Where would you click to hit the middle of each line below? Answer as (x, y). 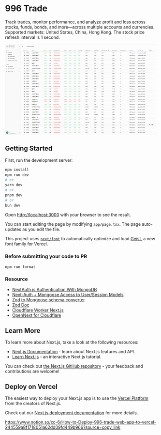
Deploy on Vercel (31, 386)
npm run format (20, 267)
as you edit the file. (41, 229)
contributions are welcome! (32, 372)
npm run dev (17, 175)
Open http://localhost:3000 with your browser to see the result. (68, 215)
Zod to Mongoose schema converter (48, 300)
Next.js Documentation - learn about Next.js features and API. (73, 352)
